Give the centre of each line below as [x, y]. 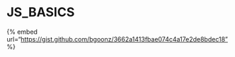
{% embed [22, 32]
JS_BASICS [41, 12]
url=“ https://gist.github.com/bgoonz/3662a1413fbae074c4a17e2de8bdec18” [117, 39]
